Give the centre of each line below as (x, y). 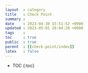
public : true (21, 42)
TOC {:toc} (23, 66)
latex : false (22, 51)
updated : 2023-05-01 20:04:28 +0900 (44, 28)
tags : (15, 33)
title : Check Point (29, 14)
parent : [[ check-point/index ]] (40, 47)
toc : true (21, 38)
